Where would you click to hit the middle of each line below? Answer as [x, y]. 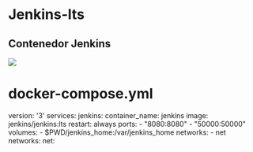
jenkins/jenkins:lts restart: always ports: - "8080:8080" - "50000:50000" [127, 124]
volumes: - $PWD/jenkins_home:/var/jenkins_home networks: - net [117, 132]
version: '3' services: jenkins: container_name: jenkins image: [108, 115]
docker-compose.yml [81, 94]
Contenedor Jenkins [60, 44]
